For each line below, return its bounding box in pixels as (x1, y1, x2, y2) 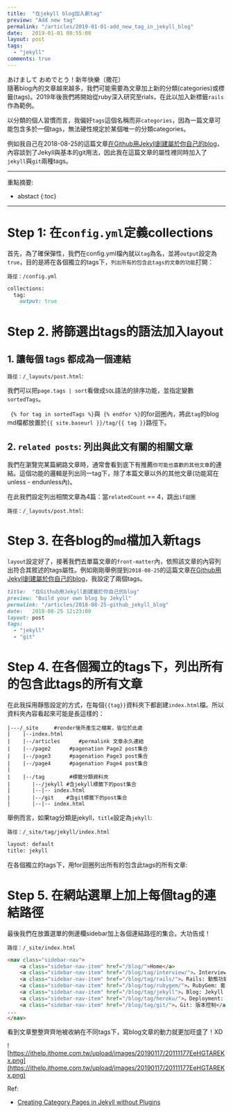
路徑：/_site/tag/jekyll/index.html (7, 829, 110, 835)
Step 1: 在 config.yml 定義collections (7, 225, 214, 240)
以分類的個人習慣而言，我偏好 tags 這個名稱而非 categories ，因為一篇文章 (7, 116, 215, 124)
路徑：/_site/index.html (7, 944, 76, 951)
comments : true (7, 56, 51, 62)
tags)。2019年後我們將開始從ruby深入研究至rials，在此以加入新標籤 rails (15, 92, 224, 101)
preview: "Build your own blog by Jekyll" (7, 595, 132, 602)
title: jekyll (7, 847, 49, 854)
